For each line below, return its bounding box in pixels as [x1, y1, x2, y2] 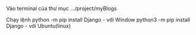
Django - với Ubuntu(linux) [6, 23, 71, 29]
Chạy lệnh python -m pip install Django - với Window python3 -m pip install [6, 16, 190, 23]
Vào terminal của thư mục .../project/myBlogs [6, 5, 117, 12]
